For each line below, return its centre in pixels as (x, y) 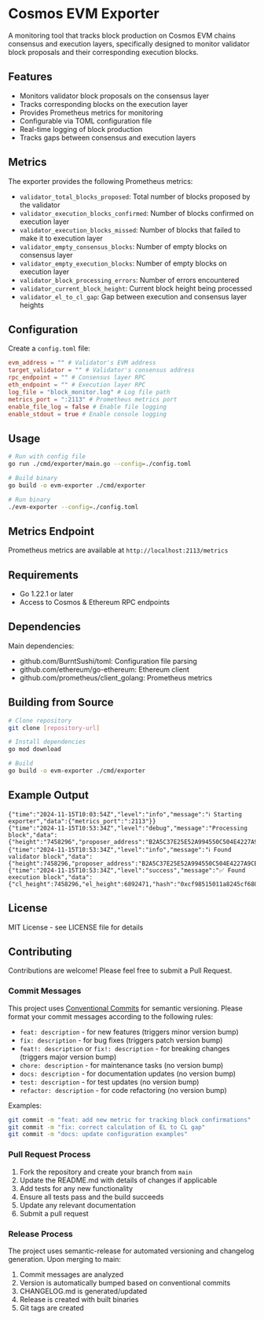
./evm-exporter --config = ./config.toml (73, 507)
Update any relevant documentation (77, 1205)
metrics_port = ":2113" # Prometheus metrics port (93, 399)
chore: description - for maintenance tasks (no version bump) (121, 1065)
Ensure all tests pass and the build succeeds (92, 1197)
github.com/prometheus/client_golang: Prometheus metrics (116, 677)
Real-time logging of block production (81, 129)
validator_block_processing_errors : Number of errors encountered (129, 280)
